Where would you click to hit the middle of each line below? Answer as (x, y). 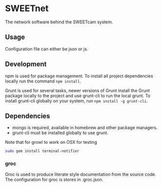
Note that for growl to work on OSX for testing (51, 142)
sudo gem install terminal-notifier (42, 151)
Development (26, 64)
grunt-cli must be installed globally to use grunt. (60, 133)
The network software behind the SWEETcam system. (59, 22)
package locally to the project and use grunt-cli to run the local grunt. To (78, 96)
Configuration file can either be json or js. (47, 49)
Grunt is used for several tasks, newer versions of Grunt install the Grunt (77, 90)
